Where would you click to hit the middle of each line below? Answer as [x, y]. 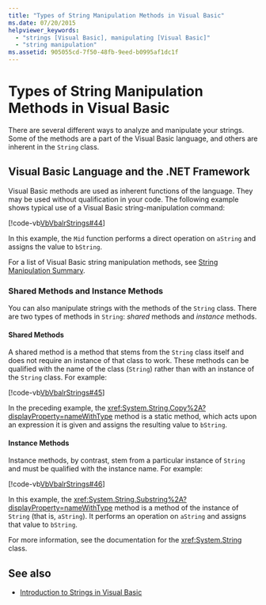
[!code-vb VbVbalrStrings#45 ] [57, 393]
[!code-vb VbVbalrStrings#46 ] [57, 484]
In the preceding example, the [57, 408]
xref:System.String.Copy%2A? [157, 408]
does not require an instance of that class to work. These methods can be [129, 361]
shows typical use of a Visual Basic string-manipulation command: [117, 207]
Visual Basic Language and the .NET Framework [129, 172]
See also [30, 573]
